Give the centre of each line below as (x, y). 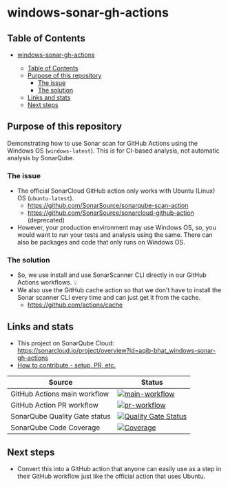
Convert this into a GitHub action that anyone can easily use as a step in (119, 469)
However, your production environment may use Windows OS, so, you (116, 228)
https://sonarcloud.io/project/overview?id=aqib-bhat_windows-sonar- (116, 351)
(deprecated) (46, 220)
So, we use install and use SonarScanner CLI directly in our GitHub (112, 275)
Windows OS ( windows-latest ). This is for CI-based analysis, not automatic (113, 151)
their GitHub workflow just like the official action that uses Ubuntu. (111, 476)
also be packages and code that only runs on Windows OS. (101, 242)
